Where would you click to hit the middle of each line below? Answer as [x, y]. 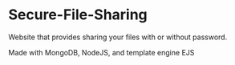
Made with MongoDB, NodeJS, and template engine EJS [101, 52]
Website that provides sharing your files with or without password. [118, 37]
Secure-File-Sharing [78, 15]
